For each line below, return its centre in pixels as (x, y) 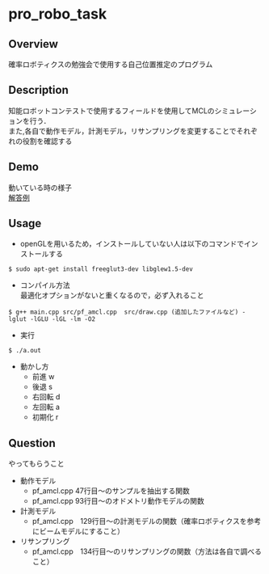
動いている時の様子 (40, 188)
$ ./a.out (25, 351)
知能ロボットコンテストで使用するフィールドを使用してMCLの (112, 111)
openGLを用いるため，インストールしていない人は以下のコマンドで (132, 244)
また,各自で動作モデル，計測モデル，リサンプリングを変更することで (122, 131)
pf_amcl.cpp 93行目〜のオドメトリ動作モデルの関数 (118, 501)
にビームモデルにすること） (78, 531)
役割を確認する (47, 141)
